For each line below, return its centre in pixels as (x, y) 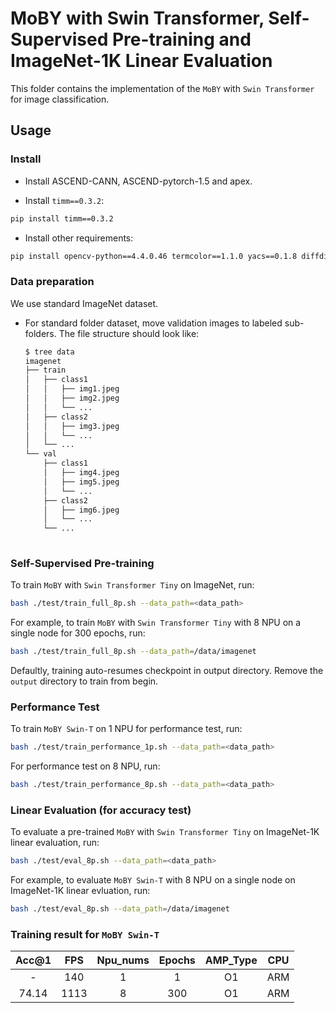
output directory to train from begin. (84, 681)
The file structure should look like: (129, 333)
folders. (40, 333)
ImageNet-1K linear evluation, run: (80, 891)
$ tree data (49, 352)
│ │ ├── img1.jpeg (72, 389)
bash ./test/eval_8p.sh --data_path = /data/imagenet (120, 909)
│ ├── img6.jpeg (81, 510)
